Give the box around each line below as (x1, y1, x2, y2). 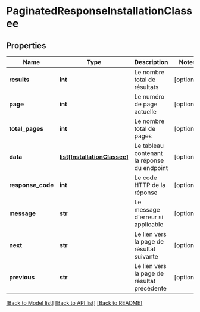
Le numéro (134, 93, 165, 100)
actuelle (134, 108, 157, 115)
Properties (6, 40, 46, 51)
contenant (134, 149, 163, 157)
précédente (134, 284, 167, 292)
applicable (134, 220, 164, 228)
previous (9, 273, 35, 281)
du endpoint (134, 164, 168, 172)
